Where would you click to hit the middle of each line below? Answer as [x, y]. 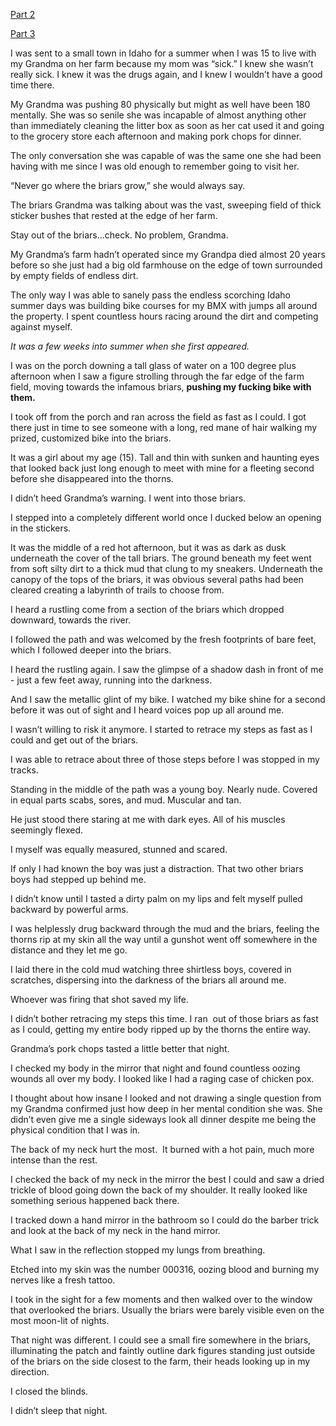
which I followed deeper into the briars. [91, 650]
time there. [32, 85]
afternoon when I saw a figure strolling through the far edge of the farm [157, 376]
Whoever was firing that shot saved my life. [99, 999]
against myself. [41, 327]
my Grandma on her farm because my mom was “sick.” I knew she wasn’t [162, 63]
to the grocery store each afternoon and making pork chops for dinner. [156, 136]
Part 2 [23, 14]
